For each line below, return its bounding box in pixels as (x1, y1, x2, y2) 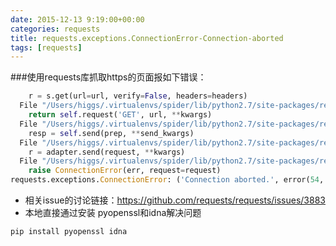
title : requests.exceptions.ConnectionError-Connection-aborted (10, 33, 284, 43)
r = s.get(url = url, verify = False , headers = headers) (28, 91, 248, 101)
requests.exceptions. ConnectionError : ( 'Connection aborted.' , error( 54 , (10, 175, 325, 185)
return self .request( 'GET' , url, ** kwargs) (28, 110, 213, 120)
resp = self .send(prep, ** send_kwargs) (28, 128, 195, 138)
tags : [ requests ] (10, 42, 83, 53)
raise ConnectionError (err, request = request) (28, 166, 222, 176)
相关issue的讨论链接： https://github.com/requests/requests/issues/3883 (24, 194, 326, 206)
